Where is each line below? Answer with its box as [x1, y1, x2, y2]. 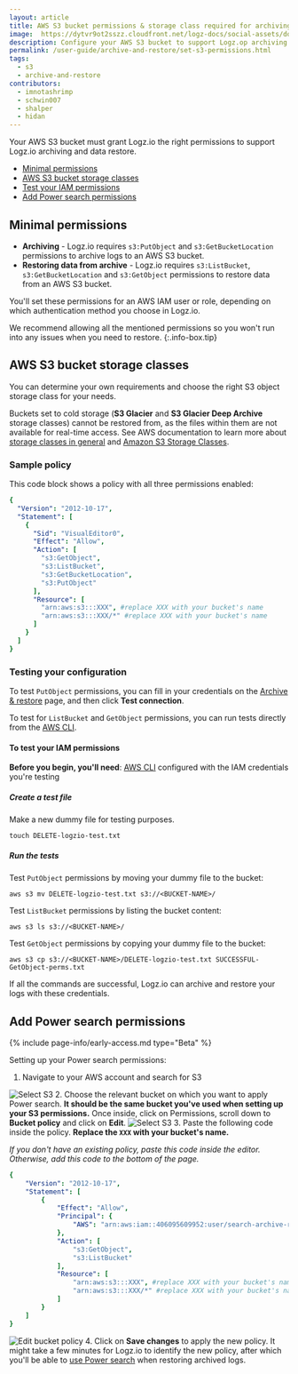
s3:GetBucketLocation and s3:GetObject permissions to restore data [21, 268, 271, 280]
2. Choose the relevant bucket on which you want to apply [54, 1089, 269, 1099]
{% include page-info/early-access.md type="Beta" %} [9, 1037, 212, 1048]
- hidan [17, 112, 46, 121]
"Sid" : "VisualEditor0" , [32, 529, 125, 538]
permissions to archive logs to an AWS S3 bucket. [21, 250, 205, 260]
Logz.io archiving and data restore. [9, 146, 137, 156]
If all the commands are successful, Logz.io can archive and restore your [9, 979, 276, 989]
